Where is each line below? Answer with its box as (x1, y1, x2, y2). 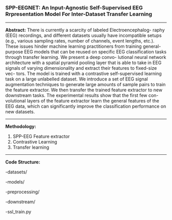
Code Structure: (5, 159, 40, 165)
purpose (5, 49, 23, 55)
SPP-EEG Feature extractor (12, 133, 70, 139)
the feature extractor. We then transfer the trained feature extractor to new (5, 87, 163, 93)
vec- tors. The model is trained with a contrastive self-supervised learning (5, 71, 162, 77)
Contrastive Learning (12, 139, 57, 145)
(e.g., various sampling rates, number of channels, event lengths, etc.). (5, 38, 155, 44)
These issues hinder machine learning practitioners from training (5, 43, 142, 50)
